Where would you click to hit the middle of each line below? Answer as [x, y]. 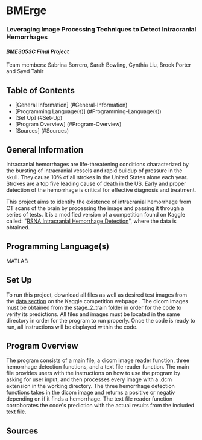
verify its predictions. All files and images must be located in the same [93, 314]
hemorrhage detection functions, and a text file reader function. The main [98, 367]
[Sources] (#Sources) [42, 131]
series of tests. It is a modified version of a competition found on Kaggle [96, 214]
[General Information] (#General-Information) [71, 105]
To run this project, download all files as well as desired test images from [97, 295]
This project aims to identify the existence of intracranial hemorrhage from [99, 202]
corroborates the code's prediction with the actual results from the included [100, 406]
